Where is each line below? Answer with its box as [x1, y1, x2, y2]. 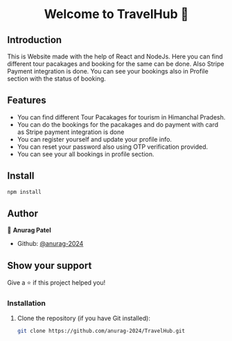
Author [7, 208, 38, 219]
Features [7, 94, 46, 106]
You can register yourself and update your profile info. [17, 135, 172, 143]
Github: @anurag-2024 [17, 240, 84, 248]
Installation [7, 299, 46, 308]
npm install [7, 188, 42, 195]
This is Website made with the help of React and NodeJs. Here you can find [7, 52, 223, 60]
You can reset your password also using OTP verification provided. [17, 142, 208, 151]
